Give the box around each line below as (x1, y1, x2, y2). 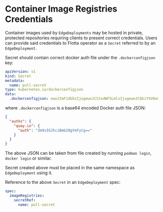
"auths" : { (9, 119, 32, 124)
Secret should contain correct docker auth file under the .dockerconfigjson (5, 54, 156, 60)
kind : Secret (5, 74, 32, 79)
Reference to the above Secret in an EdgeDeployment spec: (5, 179, 121, 185)
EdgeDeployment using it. (5, 170, 53, 176)
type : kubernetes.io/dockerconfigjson (5, 87, 83, 92)
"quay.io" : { (14, 123, 40, 128)
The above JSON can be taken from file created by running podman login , (5, 150, 152, 156)
